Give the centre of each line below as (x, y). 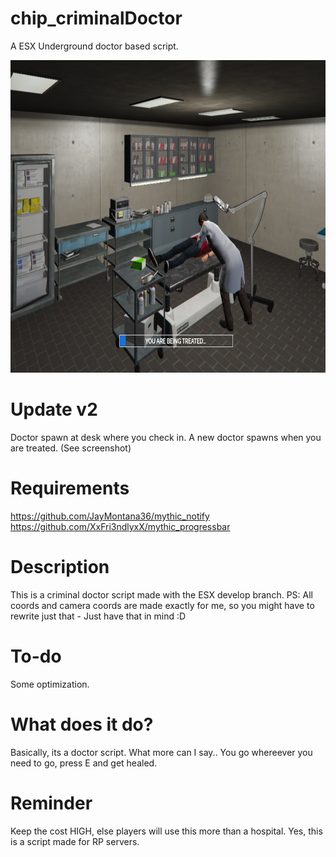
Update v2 (54, 409)
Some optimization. (50, 684)
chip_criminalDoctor (96, 18)
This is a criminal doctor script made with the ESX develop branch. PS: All (161, 594)
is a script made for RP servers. (75, 841)
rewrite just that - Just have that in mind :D (98, 616)
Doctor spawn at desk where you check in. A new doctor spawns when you (166, 437)
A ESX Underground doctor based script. (94, 46)
